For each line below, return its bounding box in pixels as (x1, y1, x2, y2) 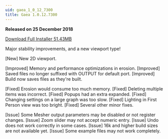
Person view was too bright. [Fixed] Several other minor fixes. (5, 102, 134, 108)
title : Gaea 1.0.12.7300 (5, 12, 58, 17)
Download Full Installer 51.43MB (5, 36, 72, 42)
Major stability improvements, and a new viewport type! (5, 45, 121, 52)
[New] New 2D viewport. (5, 55, 57, 61)
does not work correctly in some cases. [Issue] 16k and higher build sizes (5, 122, 158, 128)
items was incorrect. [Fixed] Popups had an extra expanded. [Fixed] (5, 91, 147, 97)
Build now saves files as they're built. (5, 76, 82, 82)
